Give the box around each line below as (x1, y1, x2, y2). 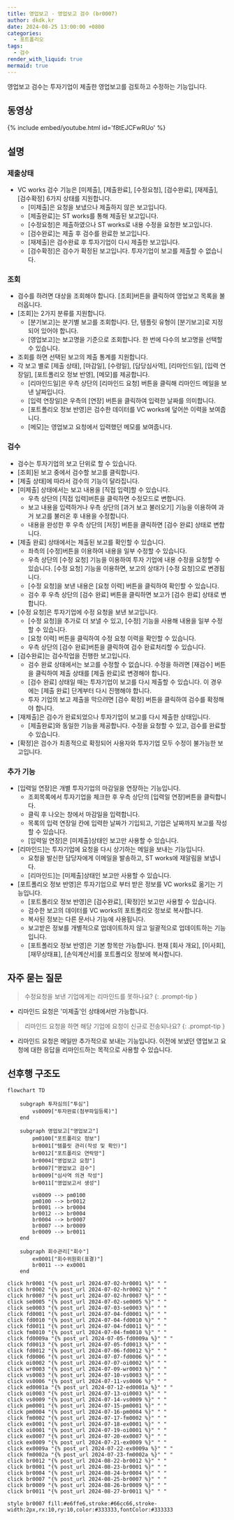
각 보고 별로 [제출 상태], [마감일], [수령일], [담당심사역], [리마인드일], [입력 (17, 361, 219, 370)
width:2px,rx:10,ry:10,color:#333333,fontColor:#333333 (7, 1506, 173, 1513)
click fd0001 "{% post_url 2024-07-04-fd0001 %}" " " (7, 1310, 168, 1317)
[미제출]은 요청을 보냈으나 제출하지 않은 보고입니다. (27, 203, 167, 212)
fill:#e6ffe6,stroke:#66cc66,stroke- (47, 1500, 158, 1507)
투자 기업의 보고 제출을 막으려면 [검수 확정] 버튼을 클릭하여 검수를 (27, 695, 206, 703)
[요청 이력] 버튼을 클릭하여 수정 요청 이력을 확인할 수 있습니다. (27, 634, 197, 642)
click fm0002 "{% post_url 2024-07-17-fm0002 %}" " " (7, 1414, 168, 1421)
